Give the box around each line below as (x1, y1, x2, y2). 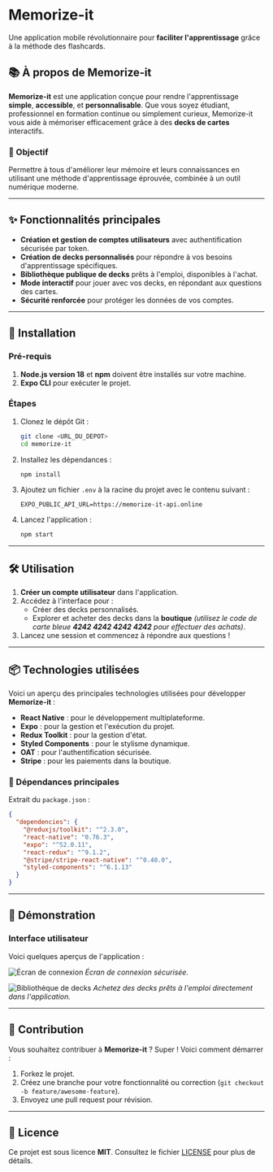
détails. (8, 1156, 33, 1165)
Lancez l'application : (19, 514, 92, 525)
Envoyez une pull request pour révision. (19, 1095, 153, 1105)
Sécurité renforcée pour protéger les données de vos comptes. (19, 295, 234, 305)
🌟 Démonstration (8, 909, 96, 922)
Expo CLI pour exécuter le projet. (19, 378, 132, 388)
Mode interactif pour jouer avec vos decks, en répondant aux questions (19, 278, 262, 288)
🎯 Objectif (8, 146, 49, 158)
